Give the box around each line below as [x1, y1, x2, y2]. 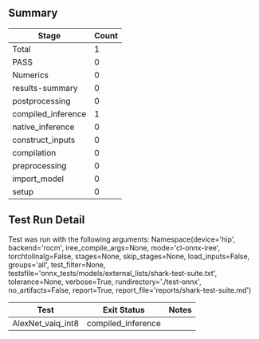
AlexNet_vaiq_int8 [12, 317, 80, 329]
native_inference [12, 121, 75, 132]
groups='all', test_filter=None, [8, 259, 106, 270]
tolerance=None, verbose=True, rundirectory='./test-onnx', [8, 277, 202, 286]
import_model [12, 173, 65, 184]
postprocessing [12, 95, 71, 106]
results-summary [12, 82, 78, 93]
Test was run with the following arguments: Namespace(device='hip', [8, 235, 236, 244]
